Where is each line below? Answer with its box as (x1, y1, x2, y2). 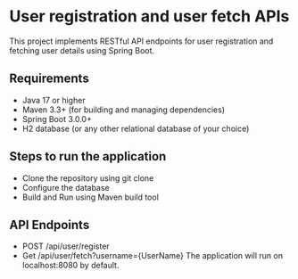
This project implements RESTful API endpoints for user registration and (9, 36, 274, 46)
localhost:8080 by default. (21, 260, 120, 271)
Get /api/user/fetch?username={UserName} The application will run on (21, 250, 284, 261)
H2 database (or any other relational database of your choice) (21, 123, 250, 134)
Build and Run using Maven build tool (21, 192, 159, 202)
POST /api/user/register (21, 241, 110, 251)
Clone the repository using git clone (21, 172, 154, 184)
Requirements (9, 71, 89, 86)
